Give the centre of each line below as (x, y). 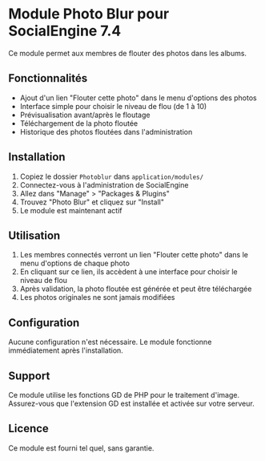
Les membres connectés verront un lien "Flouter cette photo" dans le (134, 255)
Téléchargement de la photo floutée (79, 123)
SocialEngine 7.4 (65, 31)
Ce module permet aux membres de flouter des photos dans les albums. (127, 53)
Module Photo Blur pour (89, 14)
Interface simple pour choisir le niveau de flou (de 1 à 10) (113, 106)
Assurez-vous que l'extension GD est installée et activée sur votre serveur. (131, 403)
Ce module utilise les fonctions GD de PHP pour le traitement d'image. (124, 395)
